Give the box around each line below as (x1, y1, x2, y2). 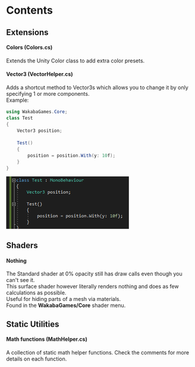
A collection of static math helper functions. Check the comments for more (6, 349, 189, 356)
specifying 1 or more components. (6, 90, 90, 97)
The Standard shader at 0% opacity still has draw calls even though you (6, 270, 183, 277)
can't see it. (6, 277, 35, 284)
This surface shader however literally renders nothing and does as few (6, 283, 180, 290)
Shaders (6, 240, 39, 250)
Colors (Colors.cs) (6, 44, 53, 51)
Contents (6, 4, 54, 17)
